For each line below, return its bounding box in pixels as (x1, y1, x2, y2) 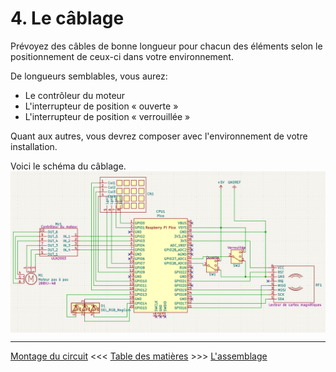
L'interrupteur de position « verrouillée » (24, 110, 191, 122)
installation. (10, 140, 58, 152)
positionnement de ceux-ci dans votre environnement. (10, 50, 234, 62)
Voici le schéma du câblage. (10, 160, 127, 172)
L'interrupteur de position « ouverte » (24, 100, 179, 112)
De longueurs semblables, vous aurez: (10, 70, 168, 82)
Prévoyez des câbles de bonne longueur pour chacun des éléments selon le (10, 40, 323, 52)
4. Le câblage (10, 7, 125, 30)
